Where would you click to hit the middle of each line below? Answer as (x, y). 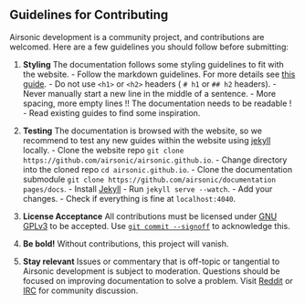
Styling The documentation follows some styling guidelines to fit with (153, 64)
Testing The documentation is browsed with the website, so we (142, 131)
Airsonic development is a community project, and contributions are (137, 37)
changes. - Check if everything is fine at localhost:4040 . (129, 198)
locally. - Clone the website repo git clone (103, 150)
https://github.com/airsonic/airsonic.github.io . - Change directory (155, 160)
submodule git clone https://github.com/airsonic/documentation (149, 179)
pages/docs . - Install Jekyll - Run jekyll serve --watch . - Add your (147, 189)
